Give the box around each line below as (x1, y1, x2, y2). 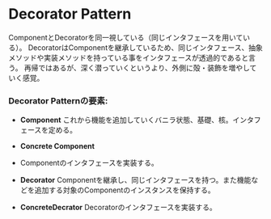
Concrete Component (19, 141, 95, 151)
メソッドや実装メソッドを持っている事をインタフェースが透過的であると (8, 53, 249, 62)
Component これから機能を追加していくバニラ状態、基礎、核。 (19, 115, 233, 125)
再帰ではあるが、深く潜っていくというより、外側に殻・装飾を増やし (23, 62, 250, 73)
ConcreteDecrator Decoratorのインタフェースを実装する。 (19, 203, 217, 213)
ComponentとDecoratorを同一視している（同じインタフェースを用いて (8, 32, 243, 42)
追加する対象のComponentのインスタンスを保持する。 (34, 185, 216, 195)
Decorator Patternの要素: (8, 95, 108, 106)
